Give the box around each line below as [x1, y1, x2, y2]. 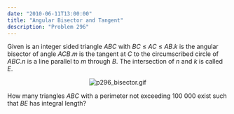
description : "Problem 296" [7, 23, 90, 30]
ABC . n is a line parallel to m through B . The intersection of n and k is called [7, 57, 223, 66]
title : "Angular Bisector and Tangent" [7, 17, 124, 24]
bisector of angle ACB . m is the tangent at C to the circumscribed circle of [7, 50, 219, 58]
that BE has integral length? [7, 99, 86, 108]
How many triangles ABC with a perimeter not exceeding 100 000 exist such [7, 92, 228, 100]
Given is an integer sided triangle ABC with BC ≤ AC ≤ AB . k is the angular [7, 43, 219, 51]
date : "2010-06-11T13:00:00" [7, 10, 92, 17]
